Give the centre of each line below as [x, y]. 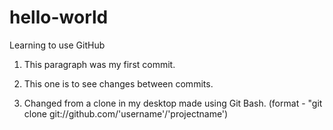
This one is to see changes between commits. [118, 83]
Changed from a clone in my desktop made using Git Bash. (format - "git [173, 103]
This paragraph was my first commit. [99, 64]
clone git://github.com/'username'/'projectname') [126, 113]
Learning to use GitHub [57, 45]
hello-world [59, 17]
